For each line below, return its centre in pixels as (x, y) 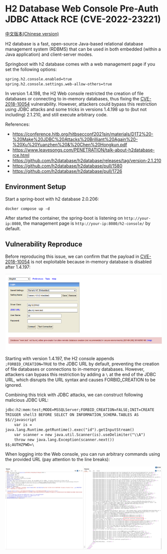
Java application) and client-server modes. (49, 54)
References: (17, 124)
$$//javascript (21, 420)
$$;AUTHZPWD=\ (20, 445)
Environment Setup (36, 187)
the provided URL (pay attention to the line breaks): (58, 460)
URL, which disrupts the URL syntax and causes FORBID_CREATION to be (80, 380)
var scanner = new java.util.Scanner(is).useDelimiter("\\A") (80, 435)
